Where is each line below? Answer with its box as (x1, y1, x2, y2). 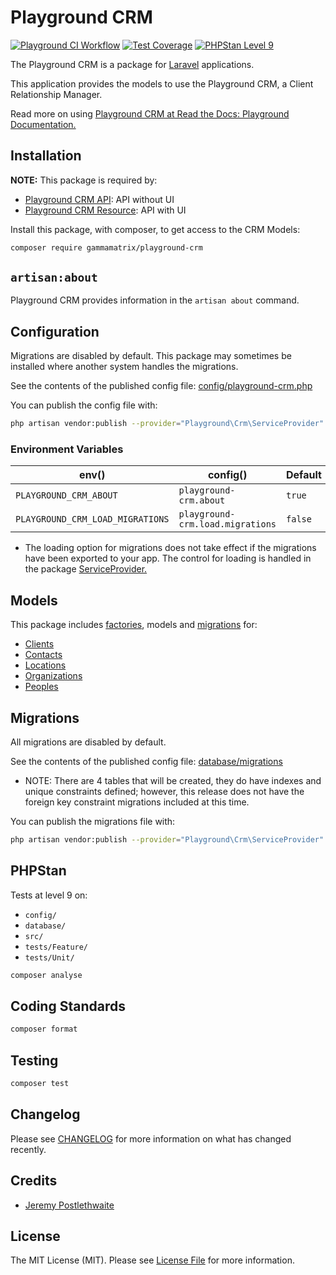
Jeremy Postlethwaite (24, 1199, 115, 1211)
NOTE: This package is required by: (10, 174, 158, 186)
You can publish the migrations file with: (10, 816, 176, 828)
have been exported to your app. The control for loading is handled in (24, 552, 312, 565)
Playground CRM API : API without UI (24, 193, 175, 205)
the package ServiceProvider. (24, 563, 148, 575)
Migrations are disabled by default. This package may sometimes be (10, 350, 292, 362)
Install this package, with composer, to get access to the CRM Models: (10, 223, 301, 235)
